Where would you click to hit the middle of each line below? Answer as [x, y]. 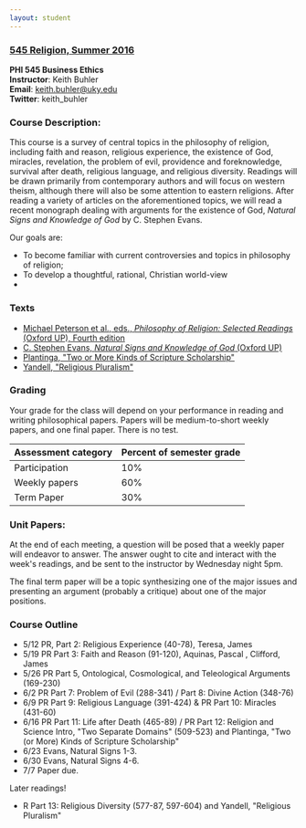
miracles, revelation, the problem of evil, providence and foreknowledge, [146, 162]
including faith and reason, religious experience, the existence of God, [142, 152]
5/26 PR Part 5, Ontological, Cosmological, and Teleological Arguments [156, 674]
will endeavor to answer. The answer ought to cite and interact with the [143, 554]
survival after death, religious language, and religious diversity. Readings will [153, 172]
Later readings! [38, 788]
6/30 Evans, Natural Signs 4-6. [81, 761]
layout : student [40, 18]
